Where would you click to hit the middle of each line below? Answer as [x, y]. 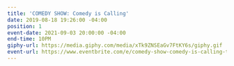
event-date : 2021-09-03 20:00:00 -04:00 [67, 33]
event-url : [23, 52]
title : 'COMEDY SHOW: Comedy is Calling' [68, 13]
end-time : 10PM [29, 39]
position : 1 [24, 26]
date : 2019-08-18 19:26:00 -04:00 [57, 20]
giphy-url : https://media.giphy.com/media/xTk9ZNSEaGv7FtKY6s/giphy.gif [115, 45]
